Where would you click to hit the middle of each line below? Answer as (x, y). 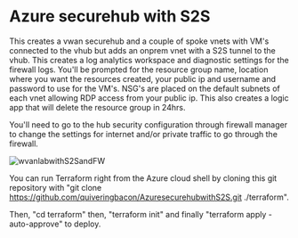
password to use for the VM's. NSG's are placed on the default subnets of (145, 88)
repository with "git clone (56, 187)
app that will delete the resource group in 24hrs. (97, 107)
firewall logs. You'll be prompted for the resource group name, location (139, 70)
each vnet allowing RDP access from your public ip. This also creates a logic (149, 98)
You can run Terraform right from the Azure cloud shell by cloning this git (143, 178)
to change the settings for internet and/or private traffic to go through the (144, 134)
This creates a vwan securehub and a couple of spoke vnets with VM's (139, 41)
